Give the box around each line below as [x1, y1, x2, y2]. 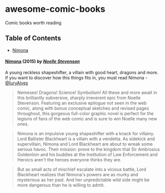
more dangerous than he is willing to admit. [17, 182, 105, 188]
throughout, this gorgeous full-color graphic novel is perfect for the [17, 110, 154, 116]
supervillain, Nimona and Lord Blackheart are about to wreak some [17, 141, 153, 147]
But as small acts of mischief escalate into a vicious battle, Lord [17, 166, 146, 172]
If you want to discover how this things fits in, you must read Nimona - [5, 75, 148, 80]
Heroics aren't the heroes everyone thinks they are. [17, 156, 122, 162]
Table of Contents [5, 34, 62, 42]
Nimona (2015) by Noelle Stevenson [5, 58, 80, 65]
